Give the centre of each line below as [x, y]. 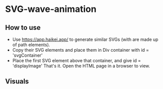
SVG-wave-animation [51, 9]
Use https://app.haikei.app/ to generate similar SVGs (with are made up [85, 39]
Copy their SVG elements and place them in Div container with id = [81, 50]
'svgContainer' [28, 55]
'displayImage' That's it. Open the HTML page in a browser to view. [81, 66]
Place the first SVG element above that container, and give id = [77, 60]
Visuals [17, 81]
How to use [23, 28]
